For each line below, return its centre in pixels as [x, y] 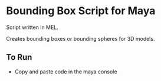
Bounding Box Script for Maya [81, 11]
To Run [19, 57]
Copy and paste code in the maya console [66, 72]
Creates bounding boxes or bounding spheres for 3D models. [80, 38]
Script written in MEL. [32, 27]
